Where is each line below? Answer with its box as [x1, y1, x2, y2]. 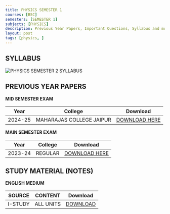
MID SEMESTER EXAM [5, 95, 54, 101]
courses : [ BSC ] [5, 12, 37, 17]
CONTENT [35, 192, 61, 199]
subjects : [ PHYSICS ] [5, 21, 49, 27]
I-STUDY [8, 200, 30, 207]
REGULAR [35, 149, 60, 156]
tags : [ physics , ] [5, 36, 44, 41]
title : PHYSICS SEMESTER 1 [5, 7, 62, 13]
